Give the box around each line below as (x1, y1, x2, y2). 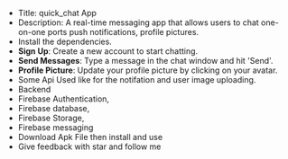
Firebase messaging (17, 122, 94, 133)
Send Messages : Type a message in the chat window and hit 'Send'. (17, 56, 274, 66)
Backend (17, 84, 51, 94)
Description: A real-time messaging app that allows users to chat (17, 17, 259, 28)
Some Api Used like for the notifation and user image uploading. (17, 75, 256, 84)
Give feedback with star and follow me (17, 141, 162, 152)
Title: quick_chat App (17, 8, 98, 18)
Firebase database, (17, 103, 90, 113)
